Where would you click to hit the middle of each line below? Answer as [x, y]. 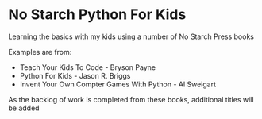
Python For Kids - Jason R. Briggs [75, 75]
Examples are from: [40, 52]
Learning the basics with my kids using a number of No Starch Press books [131, 36]
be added [24, 108]
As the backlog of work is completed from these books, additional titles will [131, 99]
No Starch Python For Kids [97, 15]
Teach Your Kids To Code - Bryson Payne [88, 67]
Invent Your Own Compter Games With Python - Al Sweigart [118, 84]
